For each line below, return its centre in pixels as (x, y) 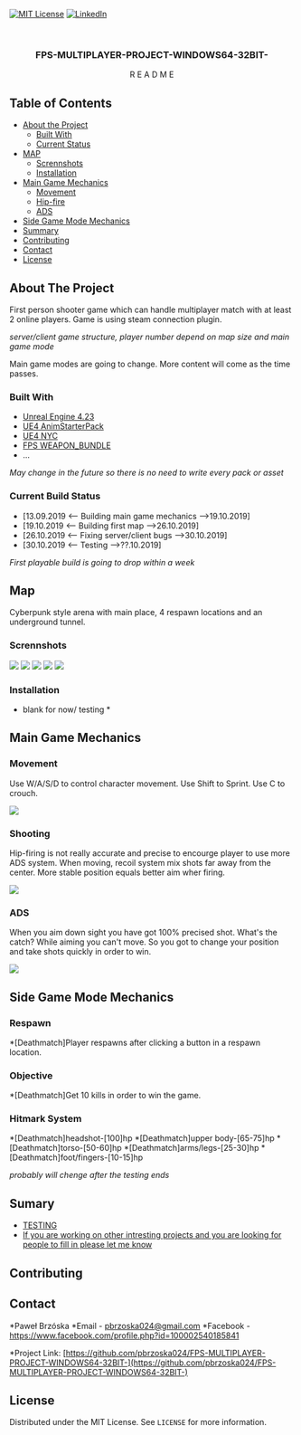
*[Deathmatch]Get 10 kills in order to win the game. (105, 1096)
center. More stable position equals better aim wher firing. (118, 872)
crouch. (24, 793)
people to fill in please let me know (87, 1245)
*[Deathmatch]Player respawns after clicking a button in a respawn (135, 1042)
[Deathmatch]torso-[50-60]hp (66, 1148)
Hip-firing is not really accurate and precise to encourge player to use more (150, 853)
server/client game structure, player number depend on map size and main (150, 337)
